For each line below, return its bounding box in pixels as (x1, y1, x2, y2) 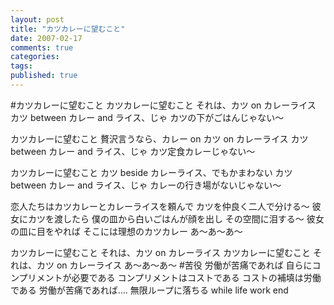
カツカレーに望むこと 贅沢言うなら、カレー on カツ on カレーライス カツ (10, 132, 309, 145)
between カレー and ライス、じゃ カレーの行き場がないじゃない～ (10, 179, 282, 191)
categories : (10, 52, 60, 62)
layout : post (10, 14, 65, 25)
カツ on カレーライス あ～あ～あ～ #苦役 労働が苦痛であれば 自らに (36, 259, 313, 271)
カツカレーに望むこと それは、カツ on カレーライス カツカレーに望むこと (10, 246, 311, 258)
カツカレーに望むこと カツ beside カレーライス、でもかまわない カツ (10, 166, 293, 178)
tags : (10, 61, 33, 71)
